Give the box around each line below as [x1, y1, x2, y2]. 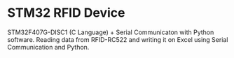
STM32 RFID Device [7, 5, 125, 21]
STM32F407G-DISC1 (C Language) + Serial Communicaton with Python [7, 28, 214, 36]
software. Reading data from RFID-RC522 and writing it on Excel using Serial [7, 35, 228, 43]
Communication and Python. [7, 43, 90, 51]
